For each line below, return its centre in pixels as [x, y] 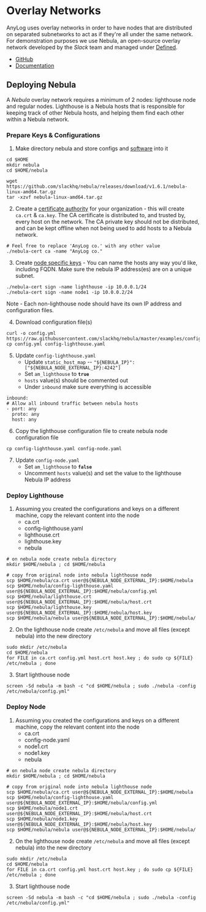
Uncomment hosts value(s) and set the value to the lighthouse [103, 473]
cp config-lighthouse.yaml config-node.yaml [64, 449]
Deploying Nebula [41, 85]
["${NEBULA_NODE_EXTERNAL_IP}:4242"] [73, 368]
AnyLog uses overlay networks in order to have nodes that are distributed [99, 28]
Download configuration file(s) [54, 322]
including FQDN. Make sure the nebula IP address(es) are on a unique [103, 269]
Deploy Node [26, 707]
